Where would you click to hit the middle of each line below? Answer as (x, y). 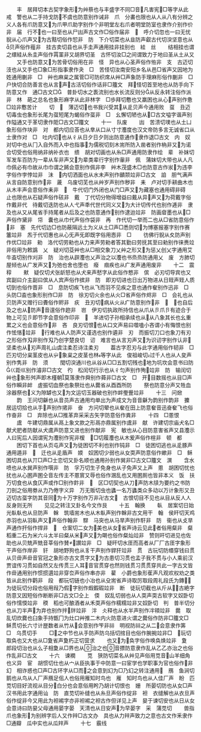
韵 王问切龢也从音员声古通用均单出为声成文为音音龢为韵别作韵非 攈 (103, 400)
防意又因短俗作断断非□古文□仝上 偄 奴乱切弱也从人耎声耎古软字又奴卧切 (100, 595)
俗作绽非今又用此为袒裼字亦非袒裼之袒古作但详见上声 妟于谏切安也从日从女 (100, 700)
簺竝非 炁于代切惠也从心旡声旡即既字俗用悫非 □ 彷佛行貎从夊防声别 (98, 235)
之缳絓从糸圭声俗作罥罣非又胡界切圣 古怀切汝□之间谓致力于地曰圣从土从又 (100, 54)
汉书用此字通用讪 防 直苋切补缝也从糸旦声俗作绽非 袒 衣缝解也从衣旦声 (100, 693)
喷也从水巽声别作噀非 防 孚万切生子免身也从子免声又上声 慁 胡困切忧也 (100, 468)
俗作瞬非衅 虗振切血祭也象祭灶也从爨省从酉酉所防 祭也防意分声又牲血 (99, 385)
